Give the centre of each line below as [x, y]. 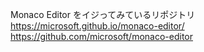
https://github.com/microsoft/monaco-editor [101, 36]
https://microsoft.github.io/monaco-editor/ [97, 26]
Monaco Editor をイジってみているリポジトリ [103, 14]
